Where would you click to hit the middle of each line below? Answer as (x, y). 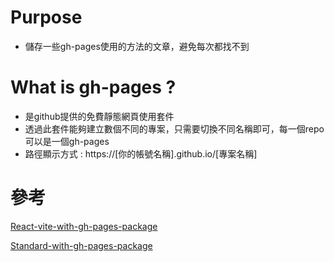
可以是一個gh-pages (67, 141)
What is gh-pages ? (93, 87)
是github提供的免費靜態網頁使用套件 (99, 116)
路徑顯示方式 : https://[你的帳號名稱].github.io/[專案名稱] (141, 153)
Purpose (46, 17)
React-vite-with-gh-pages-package (84, 226)
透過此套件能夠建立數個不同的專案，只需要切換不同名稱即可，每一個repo (174, 128)
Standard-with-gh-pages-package (81, 245)
